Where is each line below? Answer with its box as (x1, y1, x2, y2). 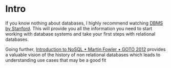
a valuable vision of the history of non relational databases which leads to (5, 52, 161, 58)
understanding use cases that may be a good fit (5, 57, 106, 63)
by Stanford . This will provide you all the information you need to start (5, 25, 153, 31)
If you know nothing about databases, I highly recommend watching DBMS (5, 20, 163, 26)
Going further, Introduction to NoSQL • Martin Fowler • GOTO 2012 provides (5, 46, 166, 52)
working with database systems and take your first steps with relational (5, 31, 156, 37)
